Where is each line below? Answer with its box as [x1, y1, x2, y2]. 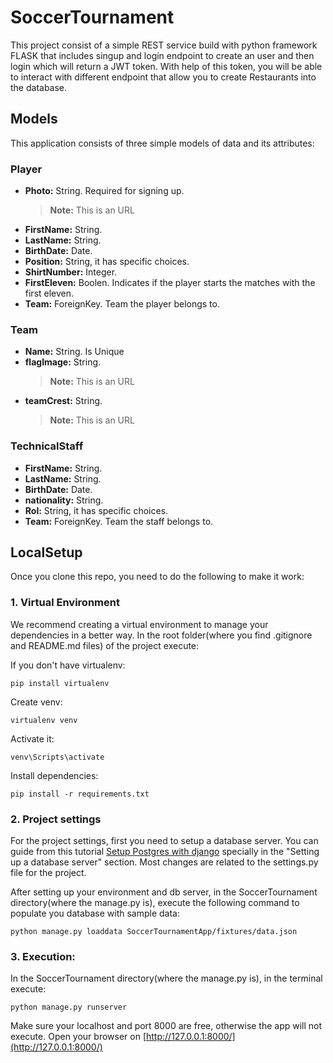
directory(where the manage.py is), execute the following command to [10, 897, 300, 909]
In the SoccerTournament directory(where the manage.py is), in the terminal [10, 972, 323, 985]
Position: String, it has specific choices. [24, 256, 190, 268]
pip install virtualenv [10, 678, 110, 688]
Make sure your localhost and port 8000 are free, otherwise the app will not [10, 1020, 323, 1032]
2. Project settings [10, 812, 102, 826]
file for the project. [10, 867, 87, 879]
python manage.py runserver [10, 1002, 128, 1013]
